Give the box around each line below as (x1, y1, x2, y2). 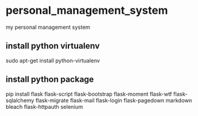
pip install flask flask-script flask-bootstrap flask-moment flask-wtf (5, 90, 172, 97)
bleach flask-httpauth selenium (5, 103, 84, 110)
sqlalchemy (5, 97, 35, 104)
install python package (5, 75, 94, 85)
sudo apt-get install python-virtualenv (5, 56, 101, 64)
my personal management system (5, 23, 90, 31)
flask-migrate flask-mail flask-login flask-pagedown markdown (35, 97, 193, 104)
